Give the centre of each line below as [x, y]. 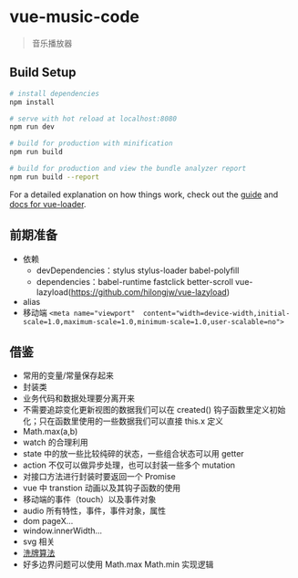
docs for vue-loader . [48, 204]
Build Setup [43, 73]
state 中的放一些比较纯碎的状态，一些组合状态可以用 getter [133, 454]
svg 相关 [39, 541]
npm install [32, 102]
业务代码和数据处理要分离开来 [78, 398]
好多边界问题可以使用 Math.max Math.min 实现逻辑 [118, 564]
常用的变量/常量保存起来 [68, 375]
